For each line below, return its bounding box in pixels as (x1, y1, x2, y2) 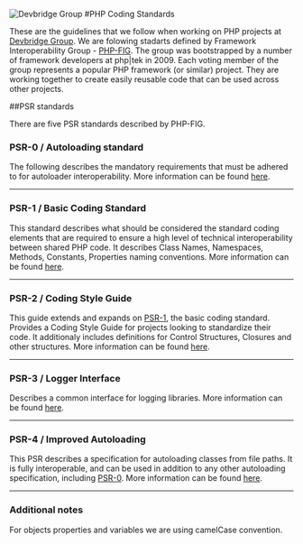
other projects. (9, 84, 65, 94)
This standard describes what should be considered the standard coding (9, 222, 280, 234)
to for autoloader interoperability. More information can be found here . (9, 171, 271, 182)
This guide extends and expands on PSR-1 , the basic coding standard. (9, 312, 271, 323)
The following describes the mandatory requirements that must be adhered (9, 161, 289, 172)
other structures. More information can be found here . (9, 341, 210, 352)
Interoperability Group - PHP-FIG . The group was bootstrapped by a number (9, 45, 293, 56)
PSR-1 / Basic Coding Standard (9, 202, 147, 215)
